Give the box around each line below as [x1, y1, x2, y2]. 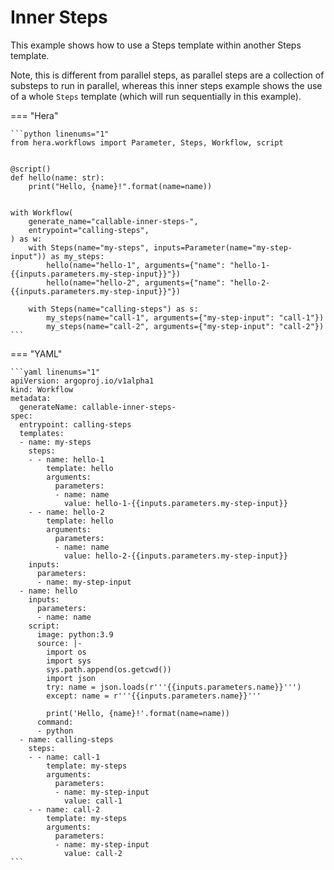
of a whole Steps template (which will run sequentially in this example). [10, 90, 302, 102]
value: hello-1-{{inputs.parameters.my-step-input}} [63, 498, 288, 508]
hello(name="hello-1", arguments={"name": [46, 260, 226, 270]
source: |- [36, 638, 83, 648]
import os [46, 647, 87, 657]
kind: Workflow [10, 384, 74, 395]
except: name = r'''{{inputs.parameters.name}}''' [46, 691, 262, 701]
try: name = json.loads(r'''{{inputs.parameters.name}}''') [46, 682, 302, 692]
